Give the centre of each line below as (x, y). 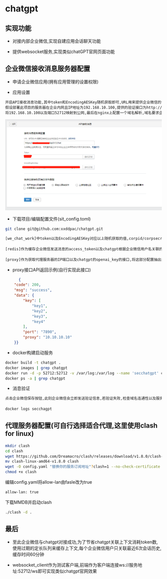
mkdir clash (17, 446)
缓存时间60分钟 (28, 554)
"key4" (39, 322)
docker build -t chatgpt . (33, 362)
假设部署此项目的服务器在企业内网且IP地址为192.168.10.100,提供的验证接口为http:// (84, 107)
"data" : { (24, 295)
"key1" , (40, 306)
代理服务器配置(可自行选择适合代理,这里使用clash (82, 426)
